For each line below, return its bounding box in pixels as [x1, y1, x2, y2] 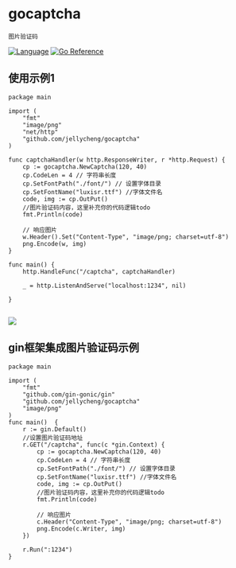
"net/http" [22, 128, 59, 136]
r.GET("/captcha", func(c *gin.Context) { [22, 441, 165, 449]
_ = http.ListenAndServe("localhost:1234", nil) [22, 282, 187, 290]
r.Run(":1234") [22, 546, 73, 554]
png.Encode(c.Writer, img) [37, 524, 126, 533]
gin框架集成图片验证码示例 [8, 341, 140, 355]
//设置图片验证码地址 [22, 434, 83, 442]
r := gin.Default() [22, 425, 87, 434]
